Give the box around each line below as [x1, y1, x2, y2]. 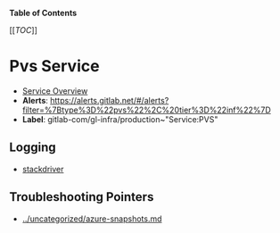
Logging [9, 140, 56, 155]
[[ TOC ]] [9, 25, 37, 35]
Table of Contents [9, 8, 78, 18]
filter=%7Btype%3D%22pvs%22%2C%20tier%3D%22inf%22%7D [21, 104, 272, 115]
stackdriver [21, 163, 64, 174]
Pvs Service [9, 56, 100, 77]
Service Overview [21, 85, 88, 96]
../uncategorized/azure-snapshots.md [21, 213, 162, 224]
